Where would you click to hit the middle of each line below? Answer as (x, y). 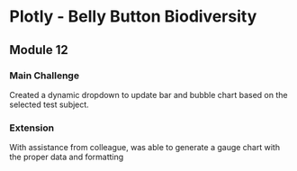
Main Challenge (44, 76)
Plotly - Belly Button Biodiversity (133, 17)
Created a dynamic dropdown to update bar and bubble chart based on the (148, 94)
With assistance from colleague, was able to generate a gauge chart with (145, 148)
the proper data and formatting (67, 157)
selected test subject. (49, 104)
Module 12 (39, 50)
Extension (32, 128)
